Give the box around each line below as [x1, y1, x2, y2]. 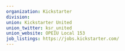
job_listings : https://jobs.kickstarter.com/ [6, 36, 119, 42]
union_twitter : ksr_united [6, 25, 72, 31]
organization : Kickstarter [6, 8, 72, 15]
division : [6, 14, 31, 20]
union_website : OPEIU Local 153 [6, 30, 85, 36]
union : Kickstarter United [6, 19, 72, 25]
